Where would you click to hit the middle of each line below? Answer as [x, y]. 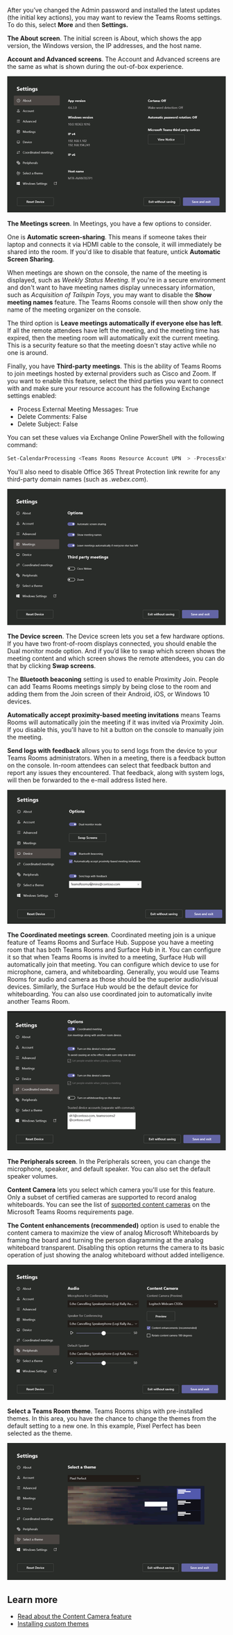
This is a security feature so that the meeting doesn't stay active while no [112, 345]
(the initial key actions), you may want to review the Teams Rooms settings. [114, 17]
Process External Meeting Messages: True [78, 409]
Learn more [33, 1600]
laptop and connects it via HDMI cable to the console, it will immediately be [114, 245]
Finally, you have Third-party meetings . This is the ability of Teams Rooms [114, 366]
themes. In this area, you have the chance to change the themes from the [112, 1419]
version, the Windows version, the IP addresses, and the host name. [104, 46]
